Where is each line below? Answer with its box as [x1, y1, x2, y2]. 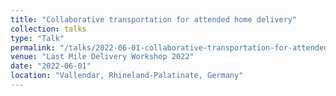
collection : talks [10, 24, 87, 34]
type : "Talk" [10, 33, 65, 43]
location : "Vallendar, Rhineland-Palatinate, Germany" [10, 71, 244, 81]
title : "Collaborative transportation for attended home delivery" [10, 14, 298, 25]
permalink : [10, 42, 56, 53]
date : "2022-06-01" [10, 61, 92, 71]
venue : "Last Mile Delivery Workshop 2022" [10, 52, 195, 62]
